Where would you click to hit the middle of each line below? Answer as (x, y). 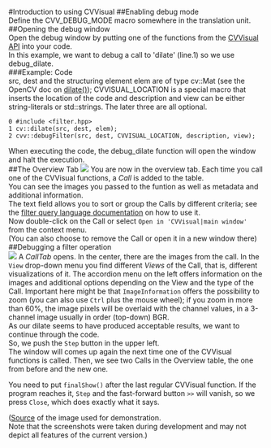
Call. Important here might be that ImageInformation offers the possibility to (134, 291)
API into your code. (41, 46)
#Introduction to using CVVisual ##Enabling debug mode (103, 12)
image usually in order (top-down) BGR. (103, 317)
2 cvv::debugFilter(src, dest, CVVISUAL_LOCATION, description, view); (132, 136)
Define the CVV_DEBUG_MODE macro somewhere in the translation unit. (130, 20)
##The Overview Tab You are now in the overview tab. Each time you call (136, 169)
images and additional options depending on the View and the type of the (131, 283)
